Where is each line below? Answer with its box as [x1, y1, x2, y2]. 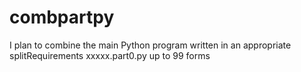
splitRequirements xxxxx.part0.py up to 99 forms [9, 49, 211, 61]
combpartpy [9, 6, 115, 29]
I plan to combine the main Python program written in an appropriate [9, 39, 292, 51]
